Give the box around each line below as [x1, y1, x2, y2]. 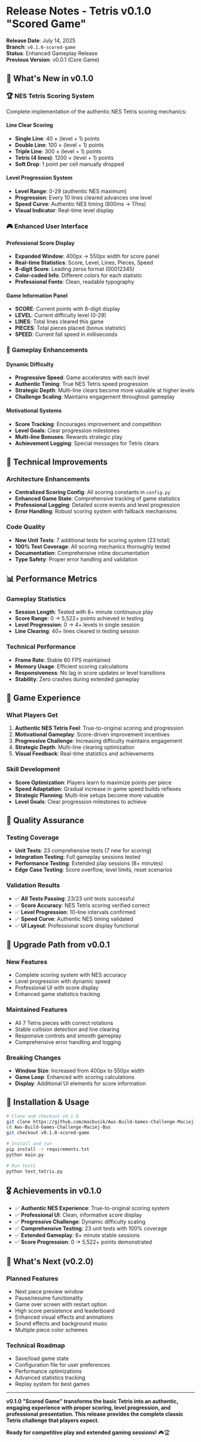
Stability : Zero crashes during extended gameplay [14, 675, 139, 683]
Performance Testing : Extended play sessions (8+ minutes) [14, 860, 163, 867]
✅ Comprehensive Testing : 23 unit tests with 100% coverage [14, 1225, 167, 1232]
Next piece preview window [14, 1288, 84, 1295]
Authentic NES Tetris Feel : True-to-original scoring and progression [14, 724, 184, 732]
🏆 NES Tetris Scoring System [6, 92, 95, 100]
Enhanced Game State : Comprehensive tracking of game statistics [14, 495, 181, 503]
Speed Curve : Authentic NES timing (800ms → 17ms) [14, 200, 147, 208]
